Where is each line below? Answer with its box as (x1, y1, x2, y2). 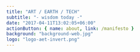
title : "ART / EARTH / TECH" (6, 8, 80, 15)
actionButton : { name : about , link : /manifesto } (6, 25, 135, 32)
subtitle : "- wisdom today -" (6, 14, 83, 20)
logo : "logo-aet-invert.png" (6, 36, 80, 42)
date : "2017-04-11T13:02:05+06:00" (6, 20, 96, 26)
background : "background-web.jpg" (6, 31, 94, 37)
